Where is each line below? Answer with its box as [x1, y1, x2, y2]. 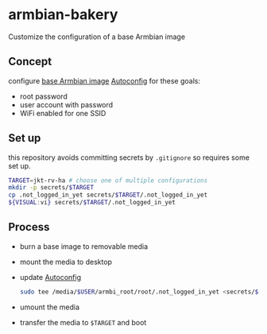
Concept [8, 55, 52, 68]
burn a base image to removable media [19, 241, 149, 251]
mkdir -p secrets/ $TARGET [8, 184, 94, 192]
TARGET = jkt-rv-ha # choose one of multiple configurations [8, 177, 208, 184]
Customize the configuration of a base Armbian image [8, 32, 185, 41]
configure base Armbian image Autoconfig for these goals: [8, 76, 201, 85]
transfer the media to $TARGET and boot [19, 317, 147, 327]
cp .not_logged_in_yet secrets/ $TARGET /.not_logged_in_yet [8, 191, 208, 200]
